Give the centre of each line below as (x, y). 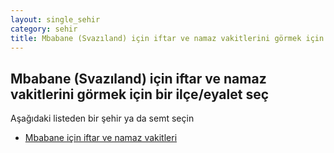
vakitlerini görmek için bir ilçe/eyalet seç (140, 94)
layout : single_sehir (55, 19)
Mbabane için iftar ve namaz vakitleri (101, 138)
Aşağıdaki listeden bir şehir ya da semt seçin (102, 118)
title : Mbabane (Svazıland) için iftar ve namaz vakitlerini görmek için (167, 38)
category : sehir (44, 29)
